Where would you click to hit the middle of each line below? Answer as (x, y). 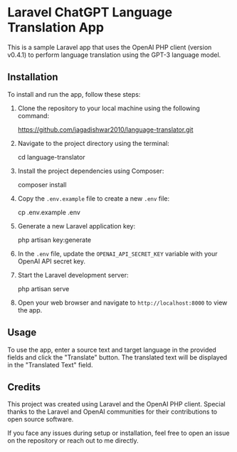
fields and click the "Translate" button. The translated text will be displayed (117, 357)
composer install (42, 184)
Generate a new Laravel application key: (77, 226)
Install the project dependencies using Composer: (91, 171)
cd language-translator (51, 157)
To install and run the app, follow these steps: (74, 94)
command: (33, 115)
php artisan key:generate (54, 240)
